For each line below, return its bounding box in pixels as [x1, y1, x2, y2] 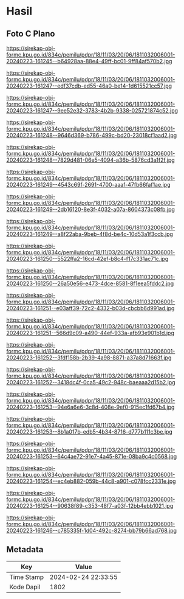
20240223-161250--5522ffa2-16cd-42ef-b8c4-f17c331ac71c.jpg [6, 255, 169, 262]
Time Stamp [9, 573, 44, 581]
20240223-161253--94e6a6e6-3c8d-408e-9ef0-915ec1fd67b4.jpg [6, 403, 175, 410]
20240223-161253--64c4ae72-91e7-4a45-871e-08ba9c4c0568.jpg [6, 453, 177, 460]
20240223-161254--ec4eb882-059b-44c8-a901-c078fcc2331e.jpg [6, 477, 176, 485]
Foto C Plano [6, 29, 55, 39]
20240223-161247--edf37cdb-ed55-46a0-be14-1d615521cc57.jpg [6, 82, 172, 89]
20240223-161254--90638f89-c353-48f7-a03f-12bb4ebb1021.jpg [6, 502, 174, 509]
